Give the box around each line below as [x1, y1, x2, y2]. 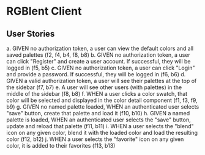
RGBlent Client [6, 4, 82, 18]
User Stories [6, 29, 55, 39]
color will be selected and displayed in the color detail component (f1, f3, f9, [6, 96, 198, 104]
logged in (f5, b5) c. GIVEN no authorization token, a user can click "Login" [6, 64, 195, 71]
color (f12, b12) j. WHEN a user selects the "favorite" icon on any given [6, 135, 184, 143]
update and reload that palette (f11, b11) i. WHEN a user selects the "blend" [6, 123, 194, 129]
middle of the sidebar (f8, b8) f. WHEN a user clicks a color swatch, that [6, 90, 188, 97]
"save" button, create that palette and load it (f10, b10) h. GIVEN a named [6, 110, 190, 117]
